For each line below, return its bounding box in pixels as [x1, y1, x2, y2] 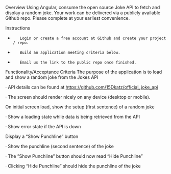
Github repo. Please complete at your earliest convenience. [5, 15, 130, 21]
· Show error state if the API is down [5, 124, 81, 129]
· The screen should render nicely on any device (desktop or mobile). [5, 94, 151, 100]
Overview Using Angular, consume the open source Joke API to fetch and [5, 5, 160, 10]
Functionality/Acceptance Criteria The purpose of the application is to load [5, 69, 162, 75]
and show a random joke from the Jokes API [5, 74, 99, 80]
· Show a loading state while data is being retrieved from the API [5, 114, 140, 120]
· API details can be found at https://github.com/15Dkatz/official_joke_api [5, 84, 158, 90]
